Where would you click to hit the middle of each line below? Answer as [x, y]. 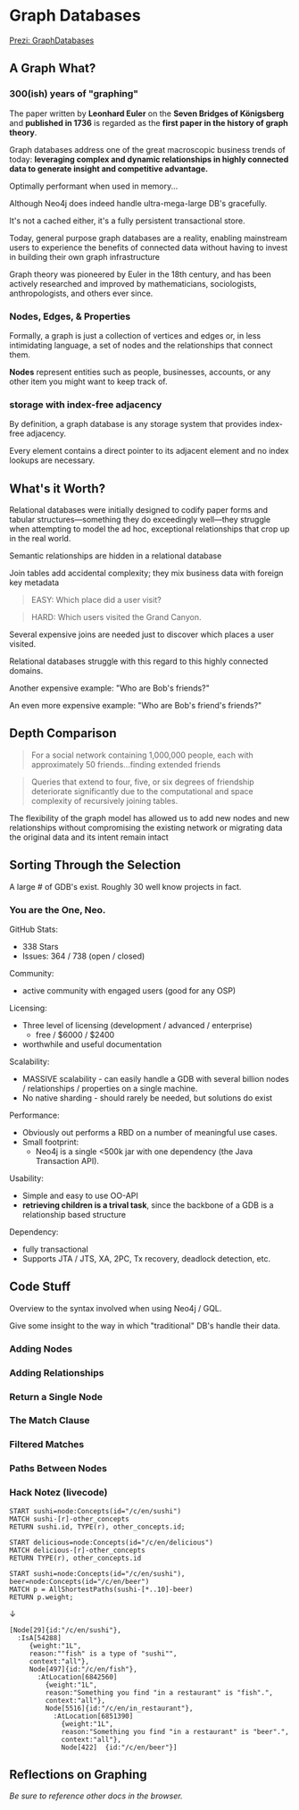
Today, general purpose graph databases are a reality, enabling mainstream [148, 238]
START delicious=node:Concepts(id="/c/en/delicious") [112, 1542]
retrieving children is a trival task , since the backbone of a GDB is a [148, 1205]
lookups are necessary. [52, 460]
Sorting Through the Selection [95, 865]
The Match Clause [50, 1420]
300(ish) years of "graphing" [74, 94]
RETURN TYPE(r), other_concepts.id [75, 1558]
